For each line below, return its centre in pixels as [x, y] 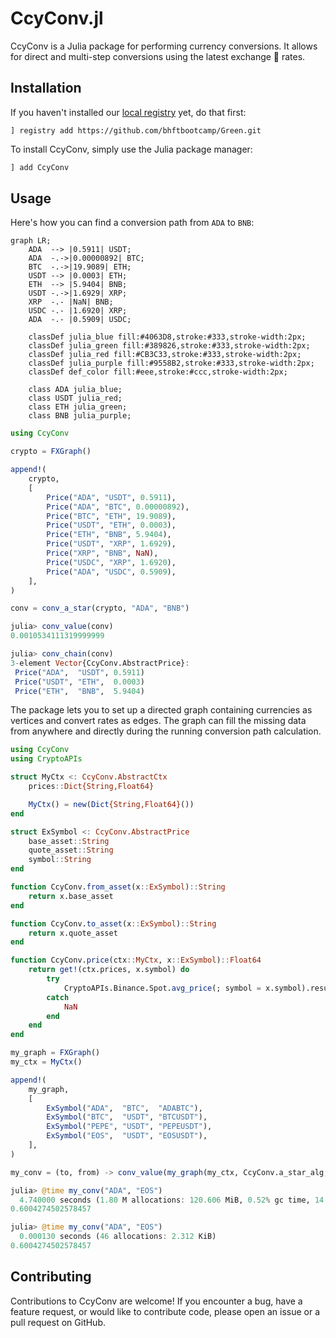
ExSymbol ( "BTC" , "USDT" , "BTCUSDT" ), [127, 1117]
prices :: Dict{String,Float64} [91, 787]
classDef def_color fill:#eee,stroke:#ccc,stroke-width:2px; [158, 372]
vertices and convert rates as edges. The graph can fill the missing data [158, 721]
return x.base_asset [71, 896]
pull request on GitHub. [58, 1322]
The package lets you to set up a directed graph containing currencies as [161, 710]
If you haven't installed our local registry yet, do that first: [128, 112]
